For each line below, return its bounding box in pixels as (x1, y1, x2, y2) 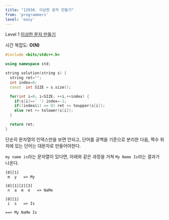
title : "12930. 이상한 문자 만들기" (5, 7, 74, 13)
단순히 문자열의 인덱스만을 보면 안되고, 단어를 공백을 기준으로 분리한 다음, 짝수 (5, 136, 159, 142)
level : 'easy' (5, 17, 35, 22)
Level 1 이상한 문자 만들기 (5, 31, 56, 38)
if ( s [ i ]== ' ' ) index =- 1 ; (14, 98, 67, 104)
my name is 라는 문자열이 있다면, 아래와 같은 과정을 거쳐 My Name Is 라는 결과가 (5, 153, 160, 160)
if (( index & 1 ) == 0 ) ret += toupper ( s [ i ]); (14, 103, 105, 108)
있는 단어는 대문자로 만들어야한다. (14, 142, 81, 149)
